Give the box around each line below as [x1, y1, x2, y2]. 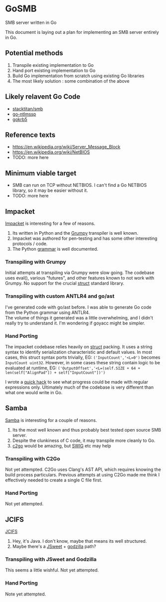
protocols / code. [12, 241, 48, 247]
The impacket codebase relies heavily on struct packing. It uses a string [5, 343, 153, 349]
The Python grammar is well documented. [12, 246, 98, 252]
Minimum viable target [5, 169, 77, 177]
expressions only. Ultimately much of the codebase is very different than [5, 384, 154, 390]
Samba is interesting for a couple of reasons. [5, 417, 97, 423]
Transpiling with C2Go [5, 455, 61, 462]
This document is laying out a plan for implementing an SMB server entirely [5, 29, 159, 35]
